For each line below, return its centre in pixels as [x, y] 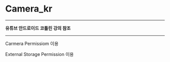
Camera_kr [29, 9]
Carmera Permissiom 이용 [32, 43]
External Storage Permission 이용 [40, 54]
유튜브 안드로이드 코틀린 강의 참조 [38, 28]
